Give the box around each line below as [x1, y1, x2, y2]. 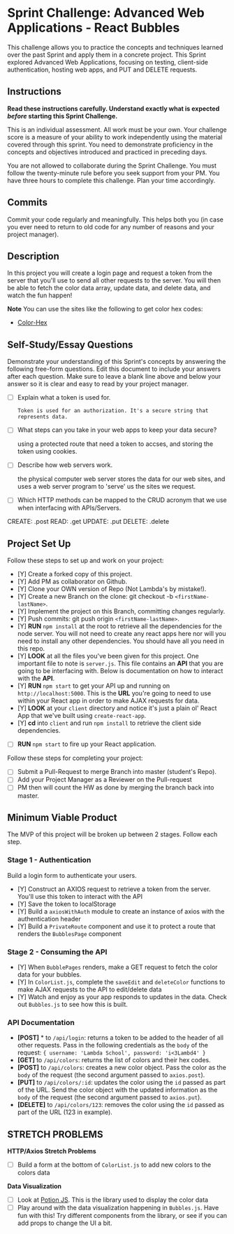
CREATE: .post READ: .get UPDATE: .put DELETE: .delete [7, 517, 170, 526]
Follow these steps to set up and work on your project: [7, 556, 164, 565]
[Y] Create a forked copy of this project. [17, 570, 133, 578]
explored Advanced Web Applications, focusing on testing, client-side [7, 57, 208, 66]
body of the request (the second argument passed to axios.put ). [17, 1093, 203, 1101]
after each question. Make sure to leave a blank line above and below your [7, 372, 221, 381]
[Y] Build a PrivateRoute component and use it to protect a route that [17, 922, 216, 930]
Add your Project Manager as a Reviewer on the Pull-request [17, 775, 192, 784]
